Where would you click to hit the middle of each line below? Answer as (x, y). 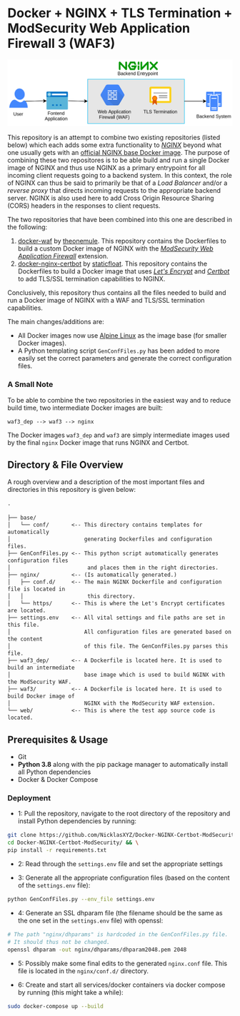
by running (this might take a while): (70, 992)
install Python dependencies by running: (77, 821)
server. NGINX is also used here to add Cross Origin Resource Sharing (111, 198)
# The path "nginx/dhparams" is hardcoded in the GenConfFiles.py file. (118, 934)
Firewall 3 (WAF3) (61, 44)
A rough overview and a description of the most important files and (106, 482)
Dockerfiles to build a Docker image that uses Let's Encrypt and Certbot (124, 271)
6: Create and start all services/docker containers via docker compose (121, 985)
